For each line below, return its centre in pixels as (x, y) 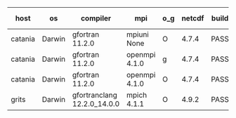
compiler (96, 18)
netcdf (193, 18)
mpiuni (137, 34)
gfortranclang (95, 95)
